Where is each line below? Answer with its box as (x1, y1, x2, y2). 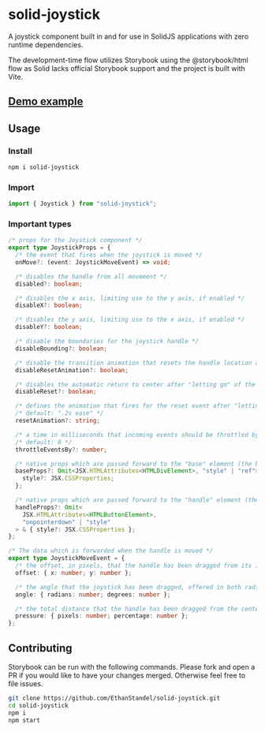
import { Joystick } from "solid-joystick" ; (8, 200, 157, 208)
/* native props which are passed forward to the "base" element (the (15, 460, 252, 468)
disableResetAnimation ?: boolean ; (15, 366, 129, 374)
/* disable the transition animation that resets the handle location (15, 359, 252, 367)
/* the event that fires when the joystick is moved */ (15, 251, 203, 260)
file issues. (8, 679, 43, 689)
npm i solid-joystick (8, 163, 80, 171)
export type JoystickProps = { (8, 244, 111, 252)
